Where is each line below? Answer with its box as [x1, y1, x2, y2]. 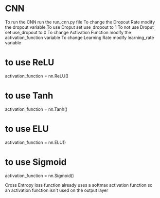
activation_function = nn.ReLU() [5, 73, 69, 79]
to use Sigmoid [5, 157, 67, 167]
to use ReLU [5, 57, 54, 68]
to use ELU [5, 123, 49, 134]
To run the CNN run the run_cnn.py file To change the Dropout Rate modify [5, 19, 155, 25]
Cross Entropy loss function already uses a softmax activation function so [5, 182, 153, 188]
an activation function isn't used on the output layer [5, 187, 108, 193]
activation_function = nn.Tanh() [5, 106, 68, 112]
